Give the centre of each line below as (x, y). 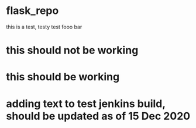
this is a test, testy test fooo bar (44, 27)
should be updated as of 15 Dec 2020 (98, 116)
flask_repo (32, 11)
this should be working (63, 77)
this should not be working (72, 50)
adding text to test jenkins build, (86, 104)
